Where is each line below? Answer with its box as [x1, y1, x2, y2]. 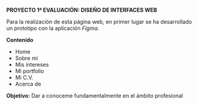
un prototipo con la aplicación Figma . [6, 25, 100, 32]
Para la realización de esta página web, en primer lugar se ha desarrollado [6, 18, 193, 25]
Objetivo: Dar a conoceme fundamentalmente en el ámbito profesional [6, 92, 183, 99]
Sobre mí [15, 55, 38, 61]
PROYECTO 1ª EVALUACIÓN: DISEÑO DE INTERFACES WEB [6, 7, 157, 13]
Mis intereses [15, 61, 49, 68]
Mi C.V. [15, 74, 33, 81]
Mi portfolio [15, 67, 44, 75]
